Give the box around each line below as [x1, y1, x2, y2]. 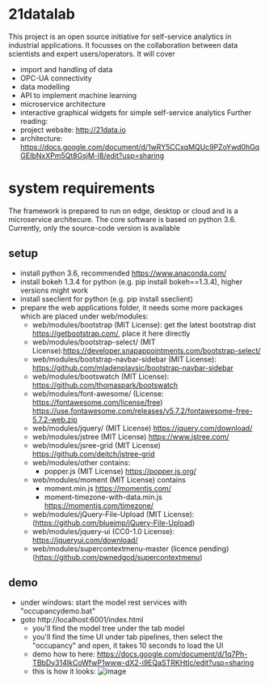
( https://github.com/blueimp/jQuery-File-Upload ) [32, 518, 195, 528]
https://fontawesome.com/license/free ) [32, 397, 163, 407]
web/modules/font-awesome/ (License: [32, 388, 164, 398]
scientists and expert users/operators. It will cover [8, 49, 175, 58]
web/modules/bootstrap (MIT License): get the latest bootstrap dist [32, 319, 256, 329]
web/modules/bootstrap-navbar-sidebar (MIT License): [32, 354, 216, 364]
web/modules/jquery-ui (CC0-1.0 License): [32, 526, 175, 536]
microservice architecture [19, 99, 107, 109]
